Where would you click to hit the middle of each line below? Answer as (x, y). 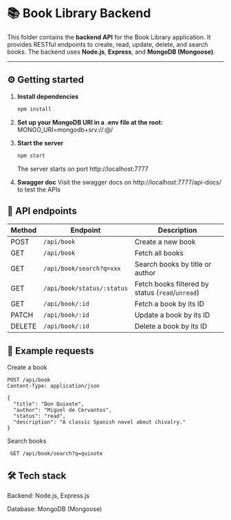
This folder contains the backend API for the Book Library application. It (109, 37)
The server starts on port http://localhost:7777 (83, 169)
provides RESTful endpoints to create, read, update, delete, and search (108, 44)
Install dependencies (48, 96)
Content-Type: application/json (53, 386)
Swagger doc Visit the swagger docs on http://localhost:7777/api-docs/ (119, 182)
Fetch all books (159, 253)
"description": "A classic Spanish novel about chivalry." (100, 422)
